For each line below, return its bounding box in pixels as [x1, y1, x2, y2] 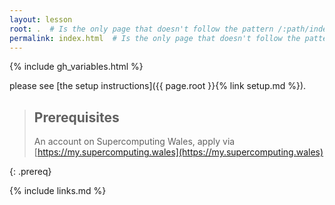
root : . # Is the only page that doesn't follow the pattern [9, 24, 274, 34]
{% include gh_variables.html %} [9, 61, 144, 73]
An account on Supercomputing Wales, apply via [33, 136, 236, 148]
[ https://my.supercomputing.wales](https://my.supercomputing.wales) [33, 146, 324, 158]
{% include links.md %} [9, 185, 107, 197]
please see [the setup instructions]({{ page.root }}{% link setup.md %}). [9, 80, 307, 92]
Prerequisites [33, 109, 120, 126]
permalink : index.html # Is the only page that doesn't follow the [9, 33, 301, 43]
